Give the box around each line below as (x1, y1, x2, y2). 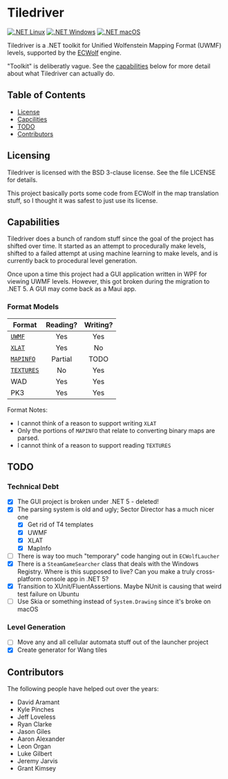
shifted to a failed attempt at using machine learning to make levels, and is (7, 249, 218, 257)
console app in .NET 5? (42, 574, 109, 583)
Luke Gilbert (17, 749, 53, 758)
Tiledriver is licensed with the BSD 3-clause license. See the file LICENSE (7, 168, 216, 176)
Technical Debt (7, 482, 59, 491)
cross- (196, 567, 216, 576)
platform (17, 574, 41, 583)
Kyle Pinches (17, 706, 55, 714)
